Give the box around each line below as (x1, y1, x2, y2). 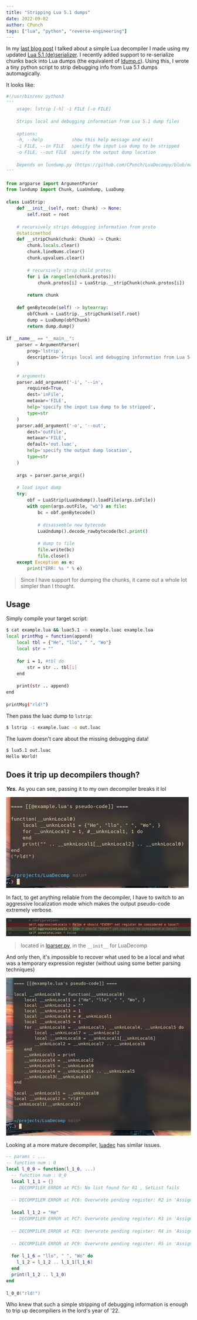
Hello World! (6, 754, 38, 760)
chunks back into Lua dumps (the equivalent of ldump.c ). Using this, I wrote (6, 58, 189, 65)
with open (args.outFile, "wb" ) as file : (27, 503, 127, 509)
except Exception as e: (16, 559, 75, 565)
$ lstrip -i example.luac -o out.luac (6, 724, 101, 730)
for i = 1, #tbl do (16, 658, 64, 664)
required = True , (27, 386, 64, 392)
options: (16, 131, 38, 137)
